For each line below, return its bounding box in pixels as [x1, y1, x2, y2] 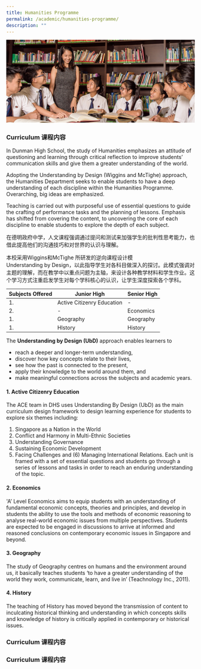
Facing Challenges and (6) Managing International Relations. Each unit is [14, 451, 194, 458]
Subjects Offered [8, 290, 53, 297]
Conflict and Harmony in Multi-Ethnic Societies [14, 432, 130, 439]
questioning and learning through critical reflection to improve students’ [6, 154, 183, 161]
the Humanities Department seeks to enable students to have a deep [6, 178, 175, 185]
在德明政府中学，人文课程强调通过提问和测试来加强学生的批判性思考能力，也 [6, 234, 195, 241]
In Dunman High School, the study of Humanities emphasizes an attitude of [6, 147, 191, 154]
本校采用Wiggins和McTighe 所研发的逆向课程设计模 [6, 254, 133, 261]
